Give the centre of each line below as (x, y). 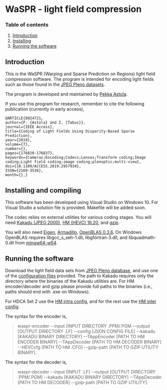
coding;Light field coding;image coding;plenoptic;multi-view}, (73, 162)
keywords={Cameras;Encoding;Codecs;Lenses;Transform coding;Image (76, 158)
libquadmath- (142, 237)
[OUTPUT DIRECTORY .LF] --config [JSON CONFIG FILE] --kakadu (86, 331)
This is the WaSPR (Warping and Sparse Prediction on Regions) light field (80, 74)
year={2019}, (19, 140)
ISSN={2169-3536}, (24, 171)
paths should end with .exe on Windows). (48, 292)
